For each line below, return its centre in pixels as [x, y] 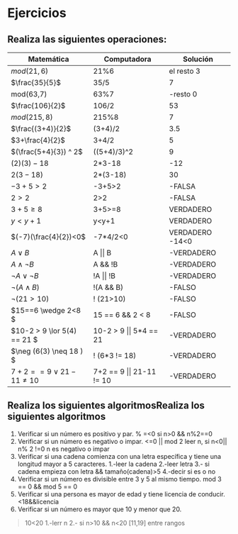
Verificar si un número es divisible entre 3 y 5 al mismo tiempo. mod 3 [119, 479]
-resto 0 [183, 94]
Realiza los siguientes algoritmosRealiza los [106, 406]
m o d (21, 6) [30, 71]
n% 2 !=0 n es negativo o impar [63, 449]
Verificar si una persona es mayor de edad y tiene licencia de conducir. [121, 494]
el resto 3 [185, 71]
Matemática [49, 59]
